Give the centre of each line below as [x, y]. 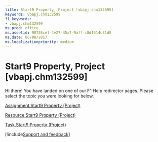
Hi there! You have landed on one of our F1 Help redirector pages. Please [79, 91]
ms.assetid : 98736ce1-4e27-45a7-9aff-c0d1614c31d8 [58, 33]
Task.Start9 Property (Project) [36, 125]
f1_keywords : [19, 19]
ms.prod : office [22, 28]
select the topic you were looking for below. [50, 96]
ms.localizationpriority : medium [39, 42]
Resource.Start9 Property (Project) [40, 115]
